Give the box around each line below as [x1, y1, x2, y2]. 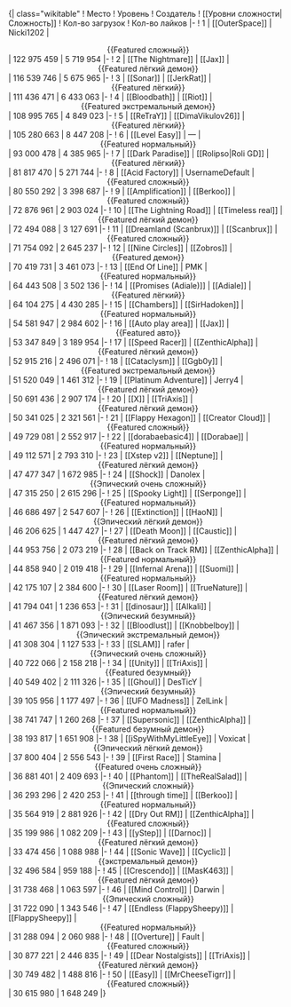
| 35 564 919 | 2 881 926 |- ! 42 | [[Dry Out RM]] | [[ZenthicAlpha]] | [8, 809, 255, 819]
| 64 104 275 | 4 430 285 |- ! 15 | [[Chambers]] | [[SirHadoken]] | [8, 299, 245, 310]
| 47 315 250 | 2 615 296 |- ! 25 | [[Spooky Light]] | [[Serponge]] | [8, 488, 247, 498]
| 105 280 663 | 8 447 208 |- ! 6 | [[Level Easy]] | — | [8, 130, 201, 139]
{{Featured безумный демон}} [91, 724, 205, 734]
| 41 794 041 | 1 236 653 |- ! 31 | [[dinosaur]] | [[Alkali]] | [8, 601, 212, 612]
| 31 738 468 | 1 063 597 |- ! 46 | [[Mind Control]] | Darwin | [8, 884, 225, 894]
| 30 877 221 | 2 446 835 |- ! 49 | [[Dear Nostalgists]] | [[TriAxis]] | [8, 950, 251, 961]
